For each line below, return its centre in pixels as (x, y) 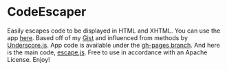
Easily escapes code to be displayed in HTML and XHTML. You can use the (114, 31)
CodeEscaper (47, 12)
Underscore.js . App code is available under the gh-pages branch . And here (113, 45)
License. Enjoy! (29, 59)
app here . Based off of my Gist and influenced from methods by (97, 37)
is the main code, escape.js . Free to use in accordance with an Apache (107, 52)
